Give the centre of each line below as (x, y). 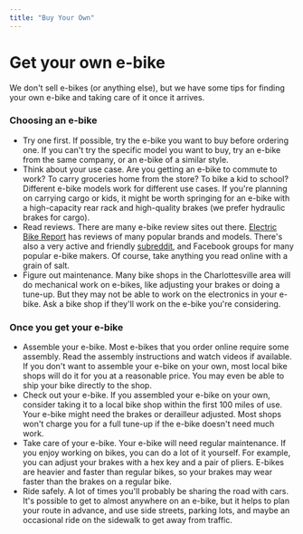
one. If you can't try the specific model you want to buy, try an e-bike (151, 149)
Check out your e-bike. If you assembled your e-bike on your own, (147, 396)
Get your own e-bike (87, 62)
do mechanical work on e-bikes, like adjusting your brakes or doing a (151, 284)
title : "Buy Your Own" (52, 18)
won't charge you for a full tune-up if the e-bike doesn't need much (148, 424)
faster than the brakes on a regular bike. (97, 482)
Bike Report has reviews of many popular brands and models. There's (152, 236)
